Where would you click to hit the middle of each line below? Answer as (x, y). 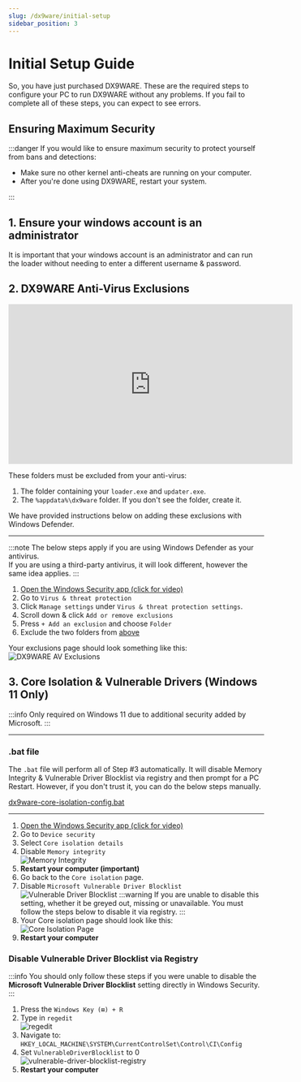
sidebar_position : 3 (43, 24)
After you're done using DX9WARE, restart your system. (113, 181)
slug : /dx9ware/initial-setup (60, 16)
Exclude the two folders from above (80, 632)
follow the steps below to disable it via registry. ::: (103, 912)
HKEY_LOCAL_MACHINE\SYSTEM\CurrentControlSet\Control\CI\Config (131, 1045)
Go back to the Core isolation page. (82, 877)
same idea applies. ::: (44, 573)
